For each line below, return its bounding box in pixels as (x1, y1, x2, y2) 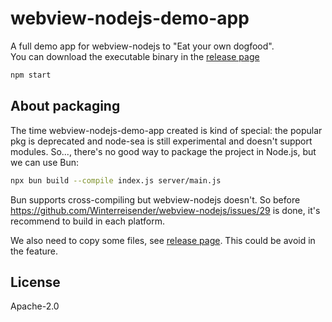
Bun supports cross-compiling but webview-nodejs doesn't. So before (10, 193, 301, 206)
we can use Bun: (10, 156, 80, 168)
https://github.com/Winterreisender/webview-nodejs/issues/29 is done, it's (10, 204, 321, 216)
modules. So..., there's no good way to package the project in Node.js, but (10, 145, 317, 157)
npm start (10, 70, 52, 80)
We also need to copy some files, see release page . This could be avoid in (10, 234, 316, 246)
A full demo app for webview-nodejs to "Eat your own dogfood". (10, 40, 275, 52)
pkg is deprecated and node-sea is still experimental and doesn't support (10, 135, 313, 147)
